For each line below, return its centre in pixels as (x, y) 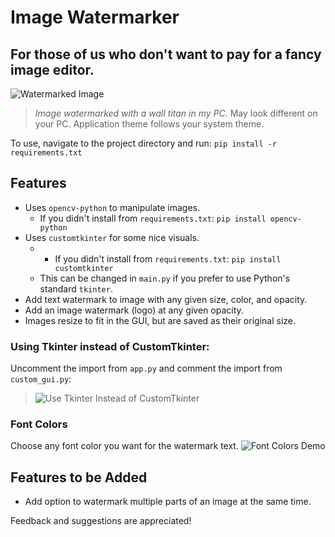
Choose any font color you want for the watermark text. (124, 446)
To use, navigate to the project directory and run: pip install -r (144, 143)
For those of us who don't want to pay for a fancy (166, 54)
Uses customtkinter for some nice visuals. (112, 237)
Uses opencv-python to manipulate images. (112, 207)
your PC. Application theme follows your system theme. (149, 124)
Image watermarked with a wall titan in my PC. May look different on (176, 113)
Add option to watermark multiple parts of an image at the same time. (168, 502)
